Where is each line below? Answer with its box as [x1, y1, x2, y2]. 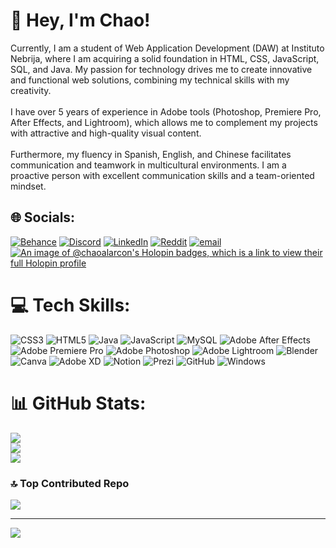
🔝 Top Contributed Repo [10, 476, 130, 490]
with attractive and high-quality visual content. [10, 127, 202, 139]
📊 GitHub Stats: [10, 392, 147, 414]
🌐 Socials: [10, 209, 76, 226]
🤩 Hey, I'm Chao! [10, 9, 151, 32]
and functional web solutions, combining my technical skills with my [10, 74, 290, 86]
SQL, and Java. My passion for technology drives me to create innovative [10, 63, 313, 75]
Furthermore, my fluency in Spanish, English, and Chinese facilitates [10, 148, 292, 160]
